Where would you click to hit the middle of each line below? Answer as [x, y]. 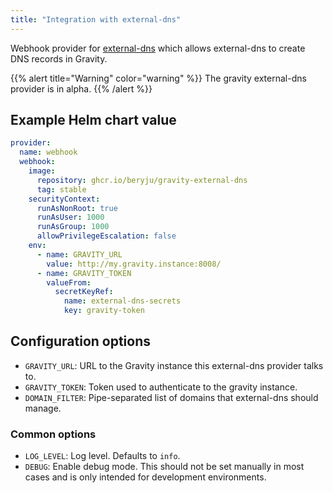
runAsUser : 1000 [70, 217]
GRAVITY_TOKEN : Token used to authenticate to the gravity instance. [161, 387]
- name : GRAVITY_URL [79, 254]
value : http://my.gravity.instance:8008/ [134, 264]
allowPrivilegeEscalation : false [106, 236]
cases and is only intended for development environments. [145, 477]
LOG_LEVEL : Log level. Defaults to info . [102, 456]
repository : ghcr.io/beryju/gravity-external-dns [142, 180]
